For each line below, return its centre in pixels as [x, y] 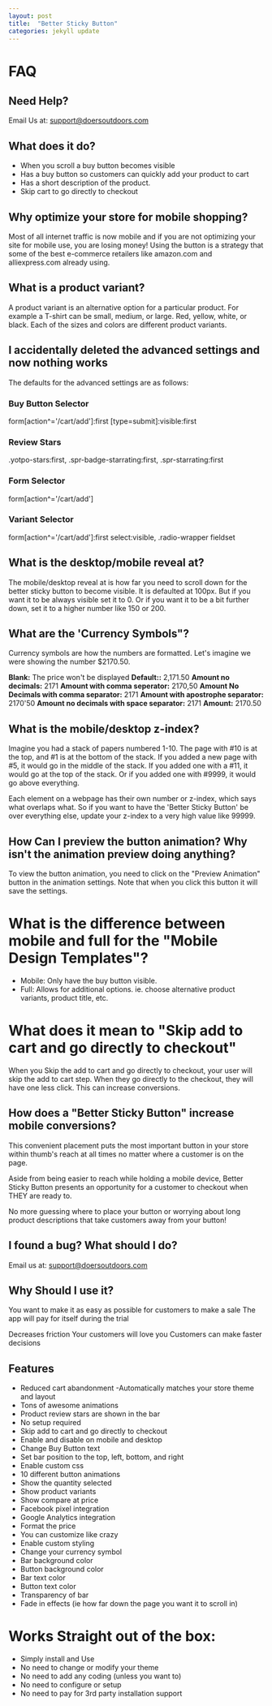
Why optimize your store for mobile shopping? [128, 217]
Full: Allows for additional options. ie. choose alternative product [127, 989]
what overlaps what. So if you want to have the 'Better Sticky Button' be [129, 808]
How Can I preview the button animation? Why [128, 841]
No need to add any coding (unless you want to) [101, 1676]
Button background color [62, 1569]
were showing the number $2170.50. [69, 661]
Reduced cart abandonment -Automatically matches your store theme [137, 1388]
